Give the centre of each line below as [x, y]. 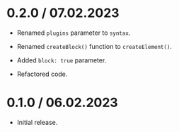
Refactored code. [42, 74]
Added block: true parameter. [62, 60]
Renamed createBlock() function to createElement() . [94, 46]
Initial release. [37, 122]
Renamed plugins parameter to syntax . [74, 33]
